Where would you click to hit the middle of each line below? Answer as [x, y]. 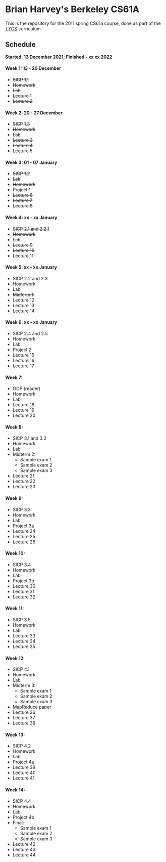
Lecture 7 [22, 200]
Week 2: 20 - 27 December [34, 113]
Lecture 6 [22, 195]
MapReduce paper [32, 707]
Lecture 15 [23, 355]
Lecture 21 [23, 476]
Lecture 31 [23, 591]
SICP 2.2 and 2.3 [30, 278]
